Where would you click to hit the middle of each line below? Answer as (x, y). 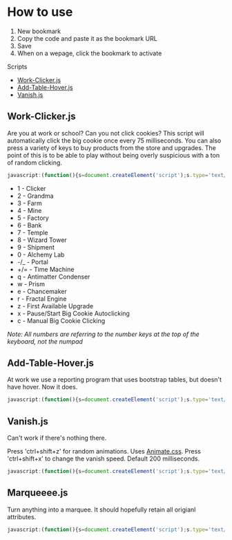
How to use (40, 12)
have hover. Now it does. (42, 387)
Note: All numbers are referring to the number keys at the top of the (104, 334)
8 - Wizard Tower (42, 240)
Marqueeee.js (38, 493)
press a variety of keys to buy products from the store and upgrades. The (112, 148)
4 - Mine (29, 210)
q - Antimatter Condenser (54, 277)
